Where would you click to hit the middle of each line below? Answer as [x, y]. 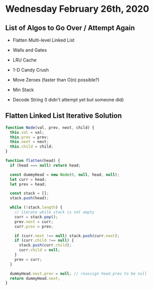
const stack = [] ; [30, 193]
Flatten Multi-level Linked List [44, 40]
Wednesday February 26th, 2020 [77, 9]
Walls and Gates [30, 50]
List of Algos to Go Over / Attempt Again [70, 28]
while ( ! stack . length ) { [36, 208]
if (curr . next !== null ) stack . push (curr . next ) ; [67, 236]
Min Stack [23, 90]
